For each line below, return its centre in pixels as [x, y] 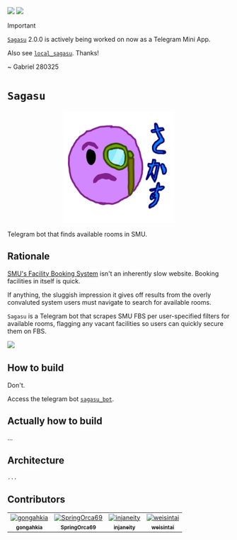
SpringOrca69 [79, 527]
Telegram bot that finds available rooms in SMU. [77, 234]
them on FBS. [27, 331]
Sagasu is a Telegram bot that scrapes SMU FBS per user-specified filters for [118, 316]
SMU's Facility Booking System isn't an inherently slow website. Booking [113, 274]
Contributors [36, 499]
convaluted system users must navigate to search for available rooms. [109, 302]
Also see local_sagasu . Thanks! [53, 53]
